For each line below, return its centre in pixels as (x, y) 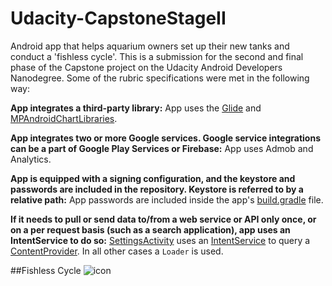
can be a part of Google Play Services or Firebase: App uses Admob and (162, 148)
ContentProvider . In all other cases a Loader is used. (117, 251)
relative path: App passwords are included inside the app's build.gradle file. (167, 199)
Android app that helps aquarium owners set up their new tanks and (150, 46)
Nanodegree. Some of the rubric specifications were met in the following (160, 78)
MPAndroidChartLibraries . (64, 118)
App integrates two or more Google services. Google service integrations (166, 138)
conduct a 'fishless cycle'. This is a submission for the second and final (157, 56)
